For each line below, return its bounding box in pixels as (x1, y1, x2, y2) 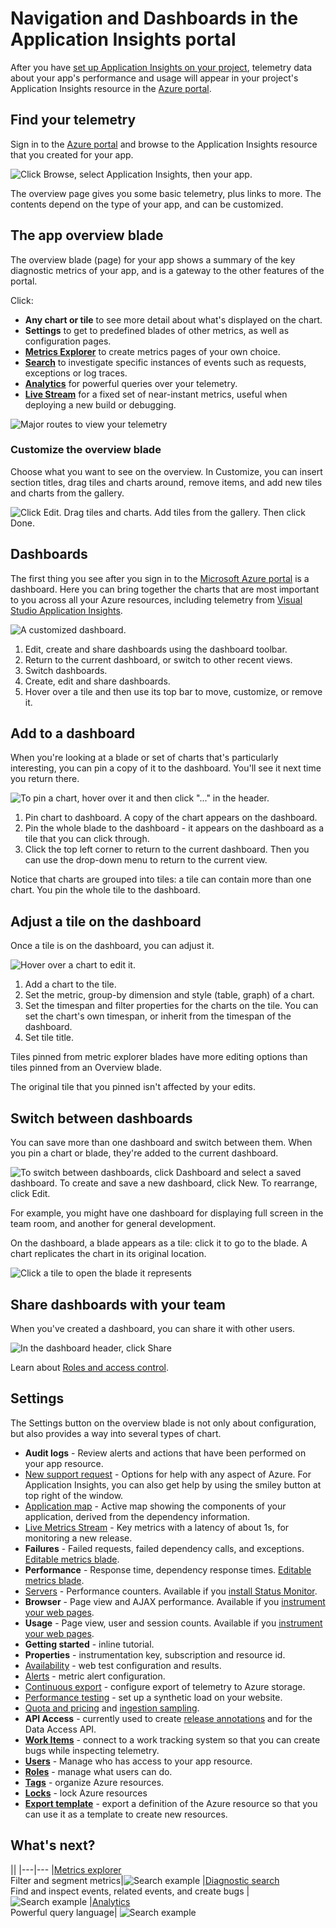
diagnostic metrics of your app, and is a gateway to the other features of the (10, 264, 325, 276)
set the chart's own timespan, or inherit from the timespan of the (24, 1010, 292, 1022)
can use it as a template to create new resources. (24, 1808, 228, 1820)
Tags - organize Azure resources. (24, 1776, 165, 1788)
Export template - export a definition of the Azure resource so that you (24, 1797, 318, 1809)
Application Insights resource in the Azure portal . (10, 82, 212, 94)
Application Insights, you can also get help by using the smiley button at (24, 1478, 322, 1491)
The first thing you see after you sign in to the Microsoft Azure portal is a (10, 572, 310, 584)
